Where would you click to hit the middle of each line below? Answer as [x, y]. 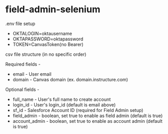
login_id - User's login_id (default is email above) [64, 105]
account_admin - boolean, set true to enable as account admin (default [88, 121]
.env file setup [20, 24]
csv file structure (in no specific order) [46, 54]
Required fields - [23, 64]
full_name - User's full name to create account [62, 99]
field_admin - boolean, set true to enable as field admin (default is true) [88, 116]
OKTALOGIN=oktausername [43, 33]
